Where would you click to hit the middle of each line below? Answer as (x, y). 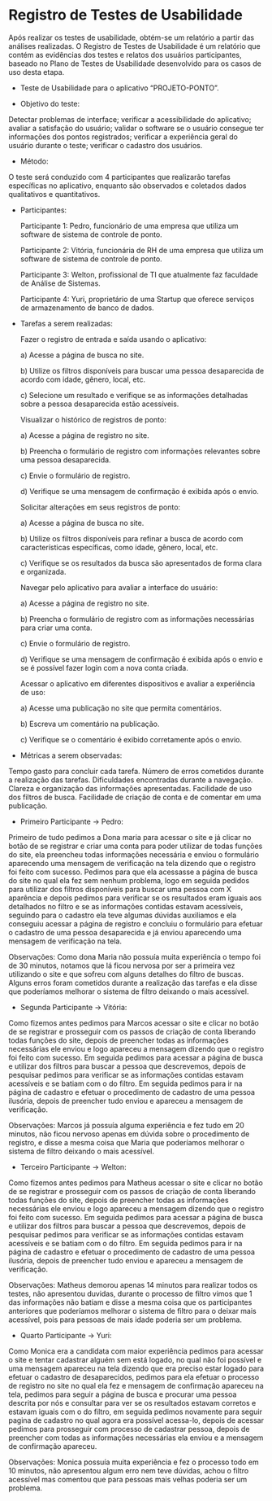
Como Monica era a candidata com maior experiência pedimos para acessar (136, 1351)
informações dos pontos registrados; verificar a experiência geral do (123, 137)
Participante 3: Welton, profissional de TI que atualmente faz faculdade (139, 274)
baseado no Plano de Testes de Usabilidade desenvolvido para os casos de (135, 63)
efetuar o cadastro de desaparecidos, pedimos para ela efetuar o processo (134, 1376)
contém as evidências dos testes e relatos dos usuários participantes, (125, 55)
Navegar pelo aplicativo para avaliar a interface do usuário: (119, 587)
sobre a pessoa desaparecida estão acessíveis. (99, 404)
